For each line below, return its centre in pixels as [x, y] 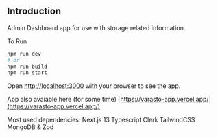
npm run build [27, 67]
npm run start [27, 73]
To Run [17, 41]
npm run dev [24, 54]
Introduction [34, 11]
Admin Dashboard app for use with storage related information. [96, 27]
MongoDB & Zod [31, 127]
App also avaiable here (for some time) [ [64, 100]
